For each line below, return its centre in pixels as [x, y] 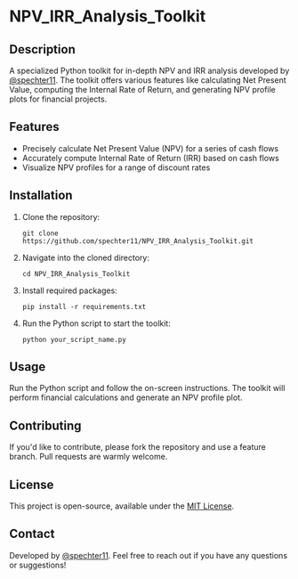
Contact [32, 534]
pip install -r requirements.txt [84, 306]
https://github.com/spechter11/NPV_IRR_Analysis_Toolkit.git [138, 241]
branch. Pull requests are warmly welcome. [89, 457]
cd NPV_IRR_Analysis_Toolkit [76, 273]
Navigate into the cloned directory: [85, 257]
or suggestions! [38, 565]
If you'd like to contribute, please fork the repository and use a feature [138, 447]
